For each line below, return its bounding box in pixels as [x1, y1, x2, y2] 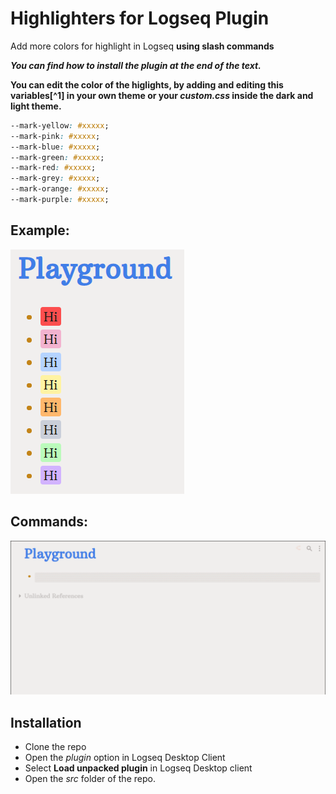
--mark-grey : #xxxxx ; [10, 173, 101, 184]
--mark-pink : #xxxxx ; [10, 131, 101, 141]
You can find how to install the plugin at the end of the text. [10, 59, 262, 71]
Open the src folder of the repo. [24, 772, 156, 784]
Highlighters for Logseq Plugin [10, 7, 270, 30]
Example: [10, 222, 70, 239]
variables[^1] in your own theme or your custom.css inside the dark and [10, 89, 314, 101]
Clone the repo [24, 740, 87, 752]
